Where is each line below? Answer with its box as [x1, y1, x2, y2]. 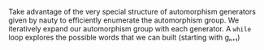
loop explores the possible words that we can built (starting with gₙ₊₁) [8, 32, 240, 42]
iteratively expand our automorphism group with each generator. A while [8, 24, 252, 33]
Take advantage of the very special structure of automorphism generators [8, 7, 256, 16]
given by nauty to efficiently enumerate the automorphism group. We [8, 15, 240, 25]
